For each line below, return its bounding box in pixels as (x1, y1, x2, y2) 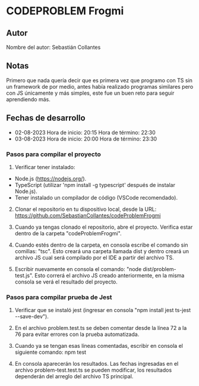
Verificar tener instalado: (14, 163, 75, 170)
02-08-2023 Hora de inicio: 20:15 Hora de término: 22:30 (14, 129, 156, 136)
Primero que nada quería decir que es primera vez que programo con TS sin (6, 76, 193, 84)
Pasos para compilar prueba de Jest (6, 293, 112, 301)
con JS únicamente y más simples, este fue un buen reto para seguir (6, 89, 175, 96)
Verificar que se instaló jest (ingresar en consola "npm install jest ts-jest (14, 307, 191, 314)
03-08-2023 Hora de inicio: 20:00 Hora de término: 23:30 (14, 135, 157, 142)
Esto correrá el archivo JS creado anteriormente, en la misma (34, 272, 185, 279)
